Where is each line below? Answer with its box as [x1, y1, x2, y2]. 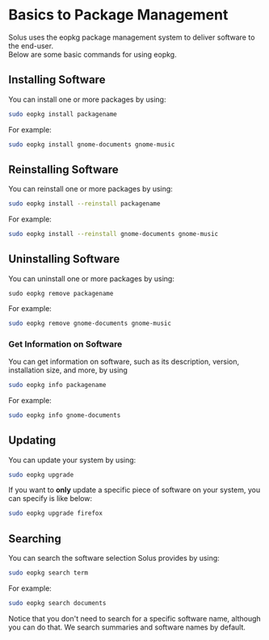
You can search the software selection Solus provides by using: [8, 554, 220, 563]
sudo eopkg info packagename [8, 381, 107, 389]
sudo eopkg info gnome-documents [8, 411, 121, 419]
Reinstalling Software [8, 162, 119, 176]
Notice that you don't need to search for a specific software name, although [8, 613, 261, 623]
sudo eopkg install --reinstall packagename [8, 200, 161, 208]
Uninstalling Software [8, 252, 120, 266]
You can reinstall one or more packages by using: [8, 184, 174, 194]
